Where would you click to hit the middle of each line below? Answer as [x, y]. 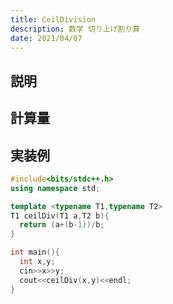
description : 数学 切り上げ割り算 [75, 29]
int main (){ [35, 252]
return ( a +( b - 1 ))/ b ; [62, 225]
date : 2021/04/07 [46, 38]
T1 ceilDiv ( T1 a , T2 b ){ [60, 216]
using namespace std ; [55, 188]
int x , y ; [37, 262]
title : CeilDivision [53, 19]
